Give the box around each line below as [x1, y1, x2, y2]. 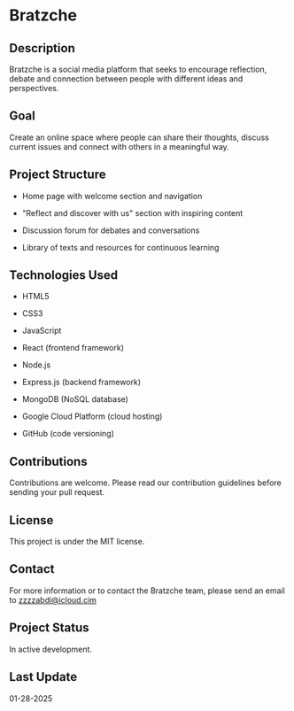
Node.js [21, 359, 51, 370]
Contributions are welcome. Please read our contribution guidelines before [9, 477, 282, 488]
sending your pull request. [9, 487, 104, 498]
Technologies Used [9, 267, 118, 283]
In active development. [9, 644, 93, 654]
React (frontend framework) [21, 343, 125, 353]
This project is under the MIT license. [9, 537, 145, 547]
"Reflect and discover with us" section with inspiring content [21, 207, 244, 218]
